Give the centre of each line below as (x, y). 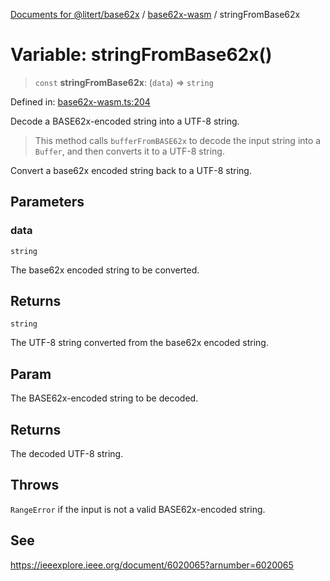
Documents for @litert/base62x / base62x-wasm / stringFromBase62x (155, 14)
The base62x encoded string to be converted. (105, 270)
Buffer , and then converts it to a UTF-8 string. (129, 151)
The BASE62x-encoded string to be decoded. (104, 398)
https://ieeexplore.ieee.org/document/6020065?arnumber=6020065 (152, 565)
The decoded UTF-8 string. (67, 454)
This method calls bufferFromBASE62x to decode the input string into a (178, 140)
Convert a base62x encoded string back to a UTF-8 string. (131, 170)
